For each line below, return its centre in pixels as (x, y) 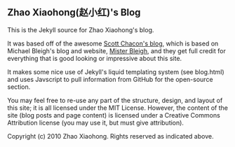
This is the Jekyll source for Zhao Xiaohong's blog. (81, 29)
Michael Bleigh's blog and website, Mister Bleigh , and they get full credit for (116, 50)
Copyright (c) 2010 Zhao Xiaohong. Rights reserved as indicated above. (110, 136)
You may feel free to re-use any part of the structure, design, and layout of (115, 100)
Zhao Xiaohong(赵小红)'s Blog (74, 13)
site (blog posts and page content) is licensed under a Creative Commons (114, 115)
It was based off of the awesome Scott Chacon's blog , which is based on (113, 43)
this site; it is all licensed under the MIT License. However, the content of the (118, 108)
